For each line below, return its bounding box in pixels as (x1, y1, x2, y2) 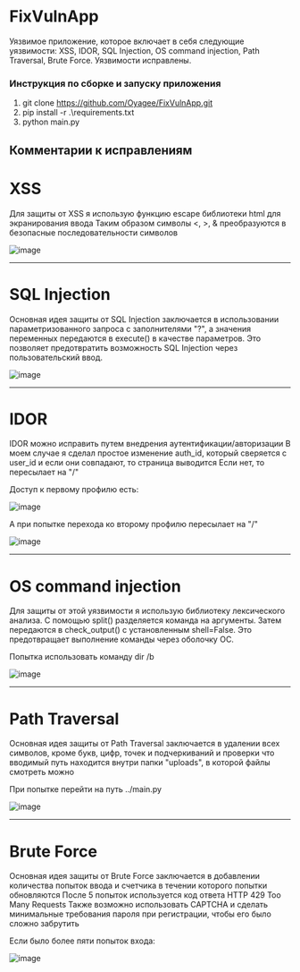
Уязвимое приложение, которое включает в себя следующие (9, 36, 245, 47)
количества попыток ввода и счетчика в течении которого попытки (9, 880, 268, 891)
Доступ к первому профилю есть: (9, 484, 139, 495)
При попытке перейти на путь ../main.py (9, 784, 162, 795)
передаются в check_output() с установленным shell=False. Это (9, 625, 253, 635)
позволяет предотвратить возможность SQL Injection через (9, 342, 238, 353)
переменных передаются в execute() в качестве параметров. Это (9, 333, 262, 344)
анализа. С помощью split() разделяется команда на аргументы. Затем (9, 615, 282, 626)
